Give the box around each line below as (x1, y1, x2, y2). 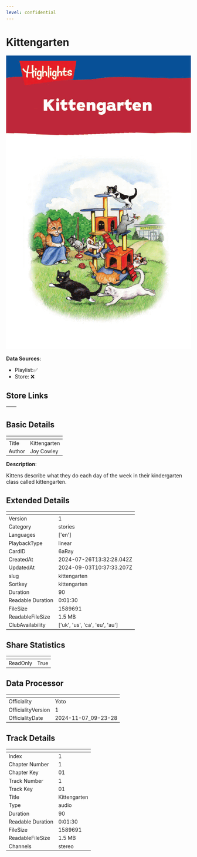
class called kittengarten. (6, 479, 67, 486)
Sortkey (8, 580, 28, 587)
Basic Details (6, 420, 55, 430)
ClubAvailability (8, 622, 46, 629)
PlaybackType (8, 539, 43, 547)
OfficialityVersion (8, 706, 50, 713)
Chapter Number (8, 761, 49, 768)
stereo (58, 842, 74, 850)
